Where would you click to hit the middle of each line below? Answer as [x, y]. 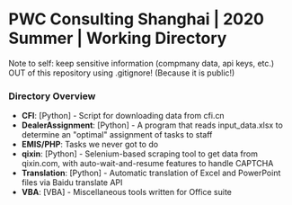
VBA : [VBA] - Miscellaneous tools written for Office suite [127, 192]
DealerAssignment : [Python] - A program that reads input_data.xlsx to [152, 125]
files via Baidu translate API [72, 183]
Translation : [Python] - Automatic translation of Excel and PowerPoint [151, 173]
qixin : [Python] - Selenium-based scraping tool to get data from [139, 154]
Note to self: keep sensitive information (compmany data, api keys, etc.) [142, 63]
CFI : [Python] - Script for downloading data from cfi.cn [123, 116]
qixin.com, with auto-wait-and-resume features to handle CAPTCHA [147, 164]
